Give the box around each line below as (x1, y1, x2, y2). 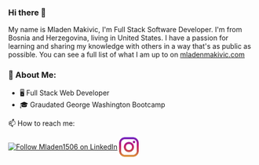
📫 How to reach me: (8, 118, 75, 128)
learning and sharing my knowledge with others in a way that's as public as (8, 42, 251, 51)
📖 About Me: (8, 70, 57, 81)
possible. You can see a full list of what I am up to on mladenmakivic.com (8, 50, 246, 60)
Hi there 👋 (8, 7, 47, 18)
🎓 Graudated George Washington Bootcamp (19, 100, 166, 109)
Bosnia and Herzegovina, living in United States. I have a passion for (8, 33, 229, 42)
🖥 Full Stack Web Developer (19, 88, 110, 97)
